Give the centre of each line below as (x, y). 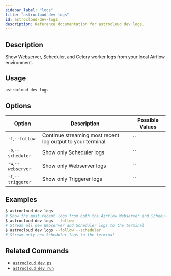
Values (148, 127)
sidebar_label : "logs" (29, 10)
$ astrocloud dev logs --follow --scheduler (53, 230)
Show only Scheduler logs (74, 152)
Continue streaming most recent (81, 135)
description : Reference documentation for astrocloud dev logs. (75, 24)
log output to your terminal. (75, 141)
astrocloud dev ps (32, 263)
